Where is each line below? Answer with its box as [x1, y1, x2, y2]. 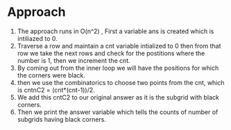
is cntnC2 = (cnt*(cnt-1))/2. [17, 86, 95, 94]
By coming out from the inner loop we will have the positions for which [17, 64, 219, 72]
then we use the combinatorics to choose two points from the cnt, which [17, 78, 225, 86]
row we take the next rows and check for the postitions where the [17, 49, 205, 57]
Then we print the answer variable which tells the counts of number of [17, 108, 219, 116]
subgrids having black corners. [17, 115, 106, 123]
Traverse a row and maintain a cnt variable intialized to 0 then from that [17, 41, 221, 50]
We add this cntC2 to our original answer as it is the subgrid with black [17, 93, 220, 101]
